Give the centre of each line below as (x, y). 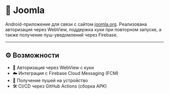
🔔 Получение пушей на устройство (50, 80)
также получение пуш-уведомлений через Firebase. (62, 35)
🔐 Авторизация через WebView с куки (53, 67)
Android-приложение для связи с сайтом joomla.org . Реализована (76, 24)
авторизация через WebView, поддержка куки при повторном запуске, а (83, 29)
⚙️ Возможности (32, 56)
